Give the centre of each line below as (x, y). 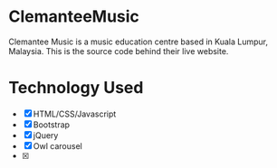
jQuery (46, 135)
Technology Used (76, 88)
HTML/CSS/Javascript (75, 114)
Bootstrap (51, 125)
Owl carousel (57, 145)
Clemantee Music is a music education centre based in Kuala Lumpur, (138, 42)
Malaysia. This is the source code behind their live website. (119, 51)
